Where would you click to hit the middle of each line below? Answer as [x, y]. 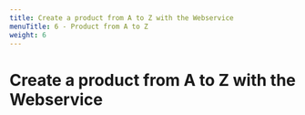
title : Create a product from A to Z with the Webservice [122, 18]
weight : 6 [28, 35]
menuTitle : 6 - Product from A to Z [79, 26]
